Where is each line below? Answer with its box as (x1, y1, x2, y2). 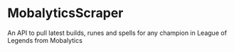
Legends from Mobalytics (7, 36, 83, 44)
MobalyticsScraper (7, 5, 124, 21)
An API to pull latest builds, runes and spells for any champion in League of (7, 28, 228, 37)
